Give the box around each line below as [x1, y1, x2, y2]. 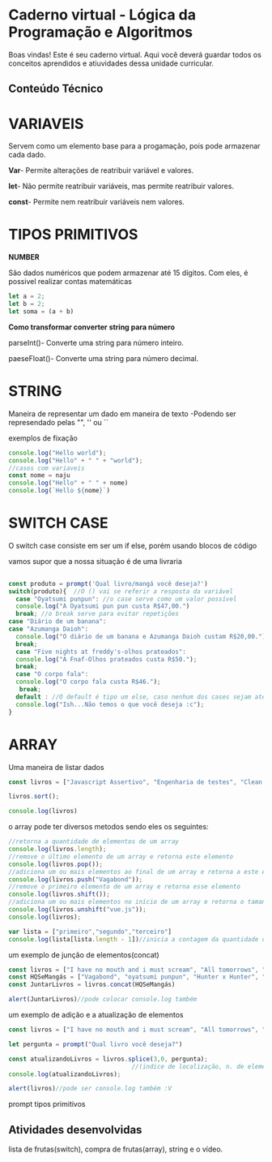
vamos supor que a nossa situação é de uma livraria [8, 556, 182, 566]
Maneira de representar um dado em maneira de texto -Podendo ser [8, 408, 236, 419]
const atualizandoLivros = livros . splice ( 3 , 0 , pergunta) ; [8, 1055, 208, 1063]
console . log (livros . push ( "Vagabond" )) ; [8, 875, 143, 884]
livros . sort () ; [8, 793, 60, 801]
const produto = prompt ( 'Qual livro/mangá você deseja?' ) [8, 579, 208, 587]
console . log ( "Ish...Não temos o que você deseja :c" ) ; [15, 700, 205, 708]
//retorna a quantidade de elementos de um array [8, 837, 180, 846]
